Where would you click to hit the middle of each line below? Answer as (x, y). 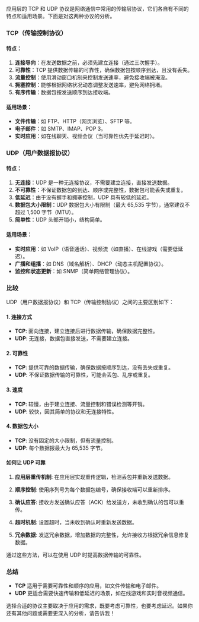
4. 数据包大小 (22, 426)
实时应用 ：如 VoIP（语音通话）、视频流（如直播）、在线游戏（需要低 (96, 249)
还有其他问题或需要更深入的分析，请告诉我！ (61, 613)
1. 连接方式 (19, 317)
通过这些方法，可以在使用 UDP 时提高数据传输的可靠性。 (76, 555)
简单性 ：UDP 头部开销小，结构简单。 (60, 220)
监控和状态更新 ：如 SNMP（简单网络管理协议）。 (74, 271)
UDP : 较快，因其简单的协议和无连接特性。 (66, 411)
